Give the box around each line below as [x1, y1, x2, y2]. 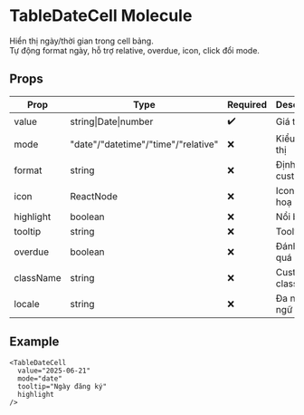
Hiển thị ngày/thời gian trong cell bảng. [9, 35, 154, 46]
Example [9, 334, 60, 350]
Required [227, 98, 268, 111]
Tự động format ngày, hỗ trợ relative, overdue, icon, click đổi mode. [9, 44, 261, 55]
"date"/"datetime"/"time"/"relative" [70, 138, 219, 150]
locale [14, 297, 40, 310]
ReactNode [70, 189, 118, 202]
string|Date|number [70, 115, 154, 128]
